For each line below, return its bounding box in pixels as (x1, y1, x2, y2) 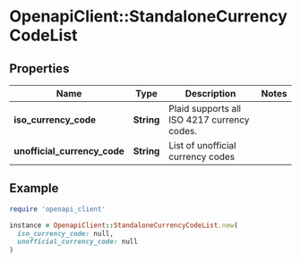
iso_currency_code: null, (17, 229, 115, 238)
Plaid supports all (168, 103, 242, 114)
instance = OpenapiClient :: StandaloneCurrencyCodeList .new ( (9, 221, 239, 230)
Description (185, 88, 236, 99)
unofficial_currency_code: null (17, 237, 139, 247)
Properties (9, 61, 70, 76)
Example (9, 181, 59, 196)
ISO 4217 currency (168, 114, 250, 126)
